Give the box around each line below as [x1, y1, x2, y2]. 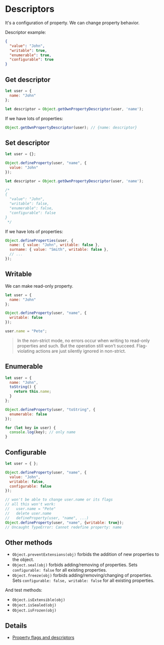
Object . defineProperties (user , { [5, 238, 74, 243]
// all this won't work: [5, 502, 56, 507]
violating [17, 348, 35, 354]
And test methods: [5, 587, 43, 593]
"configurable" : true [9, 57, 54, 62]
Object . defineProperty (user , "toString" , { [5, 407, 96, 412]
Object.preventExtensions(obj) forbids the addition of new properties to [12, 551, 160, 557]
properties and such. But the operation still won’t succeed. [17, 342, 136, 348]
